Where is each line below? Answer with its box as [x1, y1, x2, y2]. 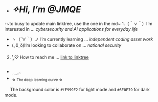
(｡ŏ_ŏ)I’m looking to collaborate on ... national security [11, 42, 122, 48]
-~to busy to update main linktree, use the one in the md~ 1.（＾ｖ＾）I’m [4, 20, 153, 26]
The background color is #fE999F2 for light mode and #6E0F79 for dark [10, 86, 150, 92]
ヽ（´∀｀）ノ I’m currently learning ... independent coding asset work [11, 36, 153, 42]
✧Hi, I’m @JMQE [11, 4, 81, 15]
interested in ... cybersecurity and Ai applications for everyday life [4, 26, 138, 32]
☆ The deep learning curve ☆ [11, 77, 63, 82]
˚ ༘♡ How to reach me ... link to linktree [11, 54, 89, 60]
